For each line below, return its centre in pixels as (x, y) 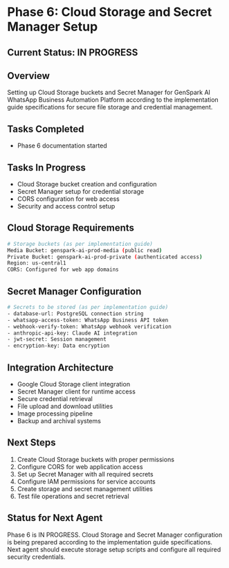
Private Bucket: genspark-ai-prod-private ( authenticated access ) (105, 257)
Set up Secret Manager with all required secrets (85, 474)
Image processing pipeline (55, 414)
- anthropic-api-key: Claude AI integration (72, 333)
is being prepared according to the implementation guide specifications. (110, 542)
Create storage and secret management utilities (85, 488)
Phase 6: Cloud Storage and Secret (110, 12)
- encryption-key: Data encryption (58, 346)
